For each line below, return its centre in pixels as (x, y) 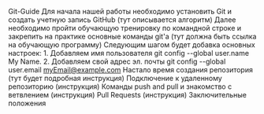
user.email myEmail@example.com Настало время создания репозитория (131, 70)
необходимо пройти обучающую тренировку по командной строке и (125, 28)
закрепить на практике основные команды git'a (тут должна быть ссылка (132, 36)
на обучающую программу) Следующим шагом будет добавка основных (132, 45)
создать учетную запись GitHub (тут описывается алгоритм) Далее (122, 20)
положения (27, 103)
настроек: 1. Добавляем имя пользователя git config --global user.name (129, 53)
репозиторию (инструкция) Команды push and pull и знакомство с (120, 86)
